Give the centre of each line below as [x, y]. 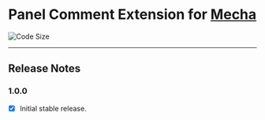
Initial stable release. [53, 108]
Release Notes [45, 69]
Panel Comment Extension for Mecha [132, 15]
